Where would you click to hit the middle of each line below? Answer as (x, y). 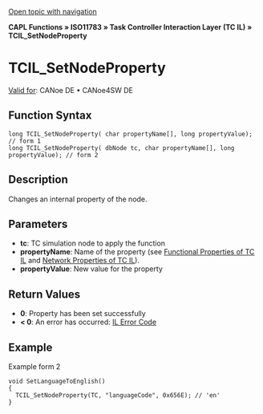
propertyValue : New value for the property (91, 269)
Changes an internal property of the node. (78, 199)
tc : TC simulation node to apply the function (93, 243)
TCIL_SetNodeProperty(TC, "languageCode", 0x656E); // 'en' (118, 396)
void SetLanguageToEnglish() (57, 381)
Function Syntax (50, 116)
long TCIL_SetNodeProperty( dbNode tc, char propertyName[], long (121, 148)
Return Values (45, 294)
